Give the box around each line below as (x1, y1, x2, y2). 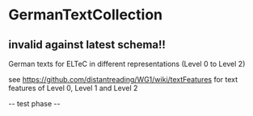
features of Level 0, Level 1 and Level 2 (8, 83, 138, 93)
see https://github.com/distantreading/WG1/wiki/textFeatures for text (8, 75, 238, 84)
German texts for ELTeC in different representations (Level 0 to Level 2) (8, 59, 246, 68)
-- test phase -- (8, 99, 61, 108)
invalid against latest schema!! (8, 38, 166, 52)
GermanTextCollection (8, 6, 163, 24)
